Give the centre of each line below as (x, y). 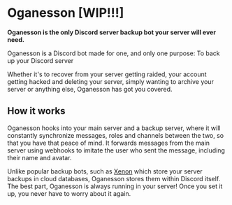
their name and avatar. (39, 157)
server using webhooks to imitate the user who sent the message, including (116, 150)
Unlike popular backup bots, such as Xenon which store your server (105, 171)
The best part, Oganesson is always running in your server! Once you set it (115, 186)
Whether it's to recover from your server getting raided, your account (107, 74)
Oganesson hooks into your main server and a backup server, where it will (114, 128)
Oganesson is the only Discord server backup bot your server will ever (112, 32)
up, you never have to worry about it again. (69, 193)
